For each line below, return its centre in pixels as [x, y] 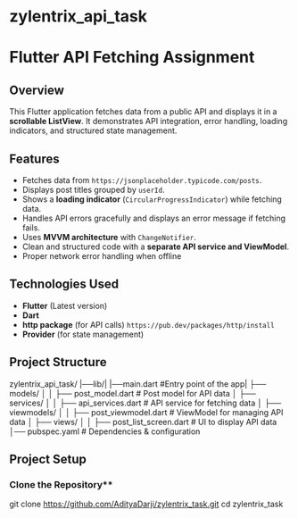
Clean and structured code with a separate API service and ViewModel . [156, 246]
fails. [31, 228]
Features [34, 159]
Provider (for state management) [83, 334]
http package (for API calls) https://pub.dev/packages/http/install [148, 324]
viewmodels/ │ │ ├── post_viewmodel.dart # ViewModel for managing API [146, 412]
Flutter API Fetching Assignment [132, 58]
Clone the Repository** [61, 484]
